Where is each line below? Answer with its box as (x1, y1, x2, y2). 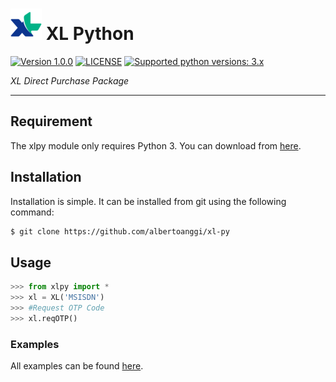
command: (10, 206, 55, 218)
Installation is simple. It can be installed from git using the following (10, 195, 287, 207)
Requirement (10, 113, 93, 130)
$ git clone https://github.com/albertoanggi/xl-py (10, 226, 230, 237)
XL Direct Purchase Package (10, 74, 130, 87)
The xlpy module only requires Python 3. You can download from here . (10, 139, 302, 152)
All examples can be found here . (10, 360, 144, 372)
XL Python (45, 23, 135, 45)
